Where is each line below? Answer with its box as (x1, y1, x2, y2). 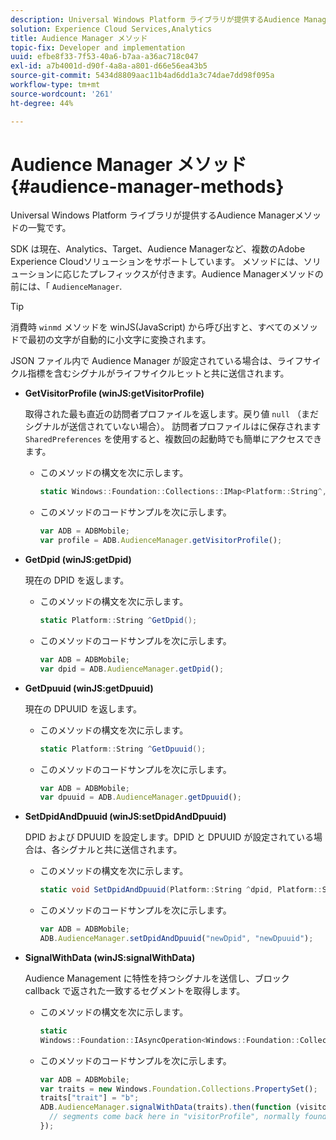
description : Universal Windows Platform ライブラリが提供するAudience (10, 14, 300, 25)
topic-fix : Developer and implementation (10, 42, 186, 53)
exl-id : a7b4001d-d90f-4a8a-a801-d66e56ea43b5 (10, 61, 208, 71)
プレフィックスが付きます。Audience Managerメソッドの (88, 268, 324, 280)
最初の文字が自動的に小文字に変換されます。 (27, 334, 212, 346)
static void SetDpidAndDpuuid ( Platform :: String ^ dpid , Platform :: (39, 885, 323, 895)
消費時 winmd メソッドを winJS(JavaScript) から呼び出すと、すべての (10, 321, 292, 333)
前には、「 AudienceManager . (10, 281, 123, 293)
